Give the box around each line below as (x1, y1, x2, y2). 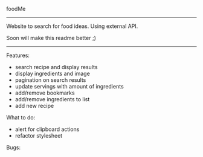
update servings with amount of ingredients (14, 83, 124, 90)
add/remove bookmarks (14, 89, 75, 96)
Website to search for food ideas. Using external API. (6, 22, 138, 30)
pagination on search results (14, 76, 86, 84)
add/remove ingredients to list (14, 96, 90, 102)
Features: (6, 52, 30, 59)
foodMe (6, 5, 26, 12)
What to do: (6, 114, 36, 121)
